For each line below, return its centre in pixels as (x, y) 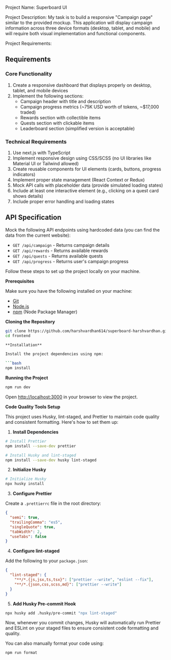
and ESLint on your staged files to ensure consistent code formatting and (82, 628)
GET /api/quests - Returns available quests (58, 256)
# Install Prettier (26, 441)
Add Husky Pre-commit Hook (44, 603)
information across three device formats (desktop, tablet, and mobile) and (83, 28)
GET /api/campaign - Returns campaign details (61, 245)
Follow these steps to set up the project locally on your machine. (73, 271)
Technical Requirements (36, 141)
